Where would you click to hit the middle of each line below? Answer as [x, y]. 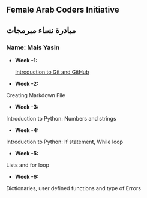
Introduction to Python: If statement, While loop [65, 142]
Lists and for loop [28, 165]
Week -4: [27, 130]
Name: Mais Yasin [33, 47]
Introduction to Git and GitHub [52, 72]
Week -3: [27, 107]
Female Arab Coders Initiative [63, 10]
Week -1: [26, 61]
